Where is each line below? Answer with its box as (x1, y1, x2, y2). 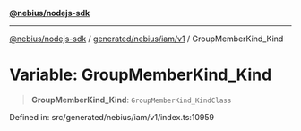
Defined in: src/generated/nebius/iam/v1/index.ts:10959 (9, 111, 215, 122)
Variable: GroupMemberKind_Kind (9, 65, 272, 85)
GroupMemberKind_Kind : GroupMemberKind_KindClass (30, 94, 232, 105)
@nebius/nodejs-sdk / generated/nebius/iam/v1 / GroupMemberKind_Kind (9, 33, 284, 44)
